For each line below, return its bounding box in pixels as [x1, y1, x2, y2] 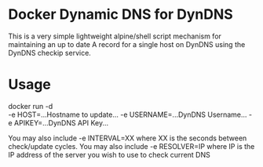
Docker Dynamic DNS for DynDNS [8, 5, 233, 24]
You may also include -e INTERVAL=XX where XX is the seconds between [8, 133, 247, 143]
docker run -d [8, 101, 53, 111]
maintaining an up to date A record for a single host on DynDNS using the [8, 39, 246, 49]
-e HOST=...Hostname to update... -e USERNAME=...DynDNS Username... [8, 110, 247, 119]
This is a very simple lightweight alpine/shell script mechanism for [8, 31, 222, 41]
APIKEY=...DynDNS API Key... [14, 118, 109, 127]
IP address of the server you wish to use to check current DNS [8, 150, 210, 159]
